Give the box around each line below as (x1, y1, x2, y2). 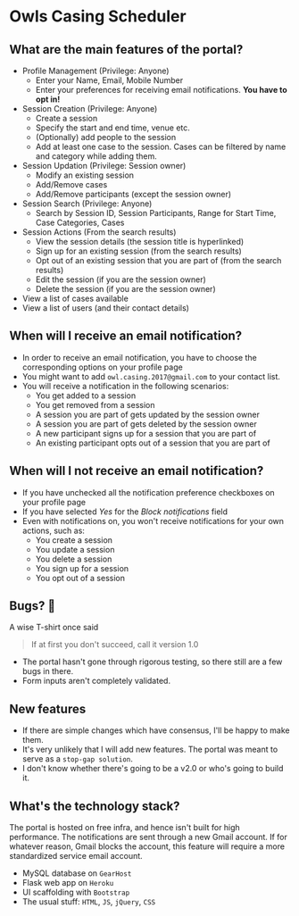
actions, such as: (21, 525, 85, 536)
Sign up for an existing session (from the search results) (35, 246, 243, 256)
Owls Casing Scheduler (9, 6, 187, 27)
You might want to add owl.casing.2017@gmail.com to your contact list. (21, 371, 281, 381)
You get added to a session (35, 390, 137, 401)
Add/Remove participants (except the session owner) (35, 189, 232, 199)
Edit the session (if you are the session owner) (35, 274, 207, 285)
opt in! (35, 94, 61, 104)
